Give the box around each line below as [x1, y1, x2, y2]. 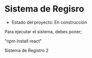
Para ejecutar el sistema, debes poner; [4, 29, 82, 34]
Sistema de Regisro [4, 3, 85, 14]
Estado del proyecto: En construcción [11, 19, 87, 25]
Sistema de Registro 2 [4, 47, 49, 53]
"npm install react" [4, 38, 42, 44]
